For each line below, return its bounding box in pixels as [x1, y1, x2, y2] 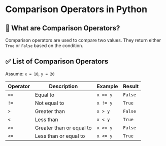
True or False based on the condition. [5, 43, 84, 49]
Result [123, 83, 139, 90]
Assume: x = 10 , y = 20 [5, 70, 55, 77]
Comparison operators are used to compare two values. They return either [5, 37, 161, 43]
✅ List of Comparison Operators [5, 57, 109, 66]
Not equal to [35, 99, 64, 106]
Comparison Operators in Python [5, 4, 148, 15]
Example [96, 83, 118, 90]
